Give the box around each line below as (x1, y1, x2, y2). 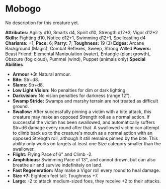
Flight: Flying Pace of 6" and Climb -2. (12, 151, 93, 157)
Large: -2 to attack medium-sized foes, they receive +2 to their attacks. (12, 178, 161, 184)
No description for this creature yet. (5, 20, 79, 26)
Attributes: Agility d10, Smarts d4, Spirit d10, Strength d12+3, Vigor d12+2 (5, 29, 158, 35)
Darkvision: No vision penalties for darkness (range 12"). (12, 92, 131, 99)
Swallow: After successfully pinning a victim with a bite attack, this (12, 109, 152, 115)
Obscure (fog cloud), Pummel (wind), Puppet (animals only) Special (5, 56, 146, 62)
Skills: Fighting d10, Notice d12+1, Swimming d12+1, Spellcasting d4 (5, 35, 146, 41)
